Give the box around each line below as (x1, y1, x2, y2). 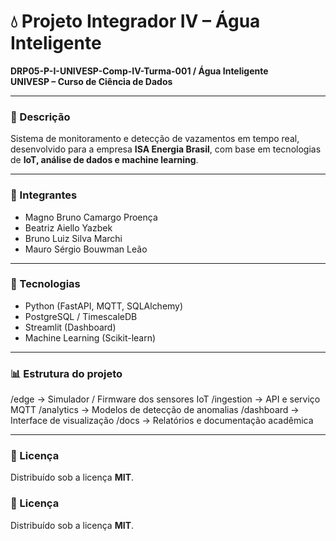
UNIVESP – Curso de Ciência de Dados (10, 75, 173, 87)
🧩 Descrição (10, 110, 71, 124)
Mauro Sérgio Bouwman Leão (24, 243, 148, 255)
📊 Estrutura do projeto (10, 366, 123, 380)
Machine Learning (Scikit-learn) (24, 331, 157, 344)
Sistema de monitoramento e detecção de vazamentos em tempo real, (10, 133, 300, 145)
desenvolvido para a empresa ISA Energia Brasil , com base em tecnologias (10, 143, 322, 155)
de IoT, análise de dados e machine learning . (10, 154, 199, 166)
